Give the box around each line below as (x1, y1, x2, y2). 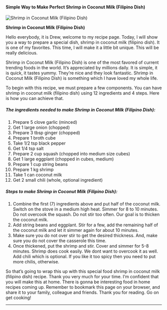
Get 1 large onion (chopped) (12, 124, 70, 131)
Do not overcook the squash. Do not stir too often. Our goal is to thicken (12, 211, 160, 217)
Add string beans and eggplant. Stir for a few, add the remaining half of (12, 222, 158, 228)
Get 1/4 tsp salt (12, 146, 44, 152)
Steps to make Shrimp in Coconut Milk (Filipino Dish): (5, 188, 118, 194)
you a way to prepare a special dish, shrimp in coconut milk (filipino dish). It (5, 40, 160, 46)
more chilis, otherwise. (12, 259, 59, 265)
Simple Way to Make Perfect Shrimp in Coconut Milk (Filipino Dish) (5, 4, 146, 10)
